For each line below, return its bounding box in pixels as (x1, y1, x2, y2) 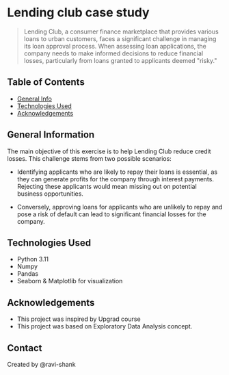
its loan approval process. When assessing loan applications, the (23, 42, 207, 50)
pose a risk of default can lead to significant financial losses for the (16, 210, 206, 218)
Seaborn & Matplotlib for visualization (16, 277, 123, 285)
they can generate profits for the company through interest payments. (16, 174, 214, 183)
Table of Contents (7, 77, 85, 88)
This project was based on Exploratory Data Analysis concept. (16, 322, 193, 331)
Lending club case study (7, 5, 150, 21)
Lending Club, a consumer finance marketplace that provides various (23, 27, 219, 36)
